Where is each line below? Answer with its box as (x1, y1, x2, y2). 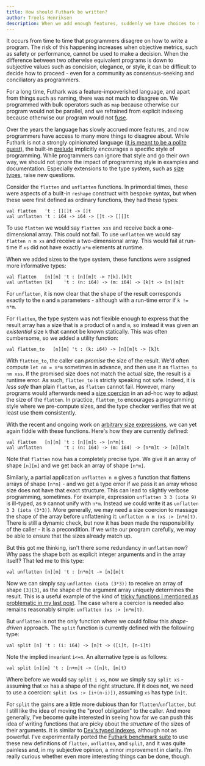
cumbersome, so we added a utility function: (6, 334, 119, 342)
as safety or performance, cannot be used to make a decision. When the (6, 50, 189, 58)
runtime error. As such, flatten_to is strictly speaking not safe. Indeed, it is (6, 377, 195, 384)
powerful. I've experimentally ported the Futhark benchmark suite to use (6, 733, 189, 741)
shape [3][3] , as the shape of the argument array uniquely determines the (6, 586, 194, 594)
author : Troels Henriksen (6, 15, 72, 21)
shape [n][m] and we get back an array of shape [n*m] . (6, 462, 146, 469)
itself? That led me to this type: (6, 557, 84, 565)
